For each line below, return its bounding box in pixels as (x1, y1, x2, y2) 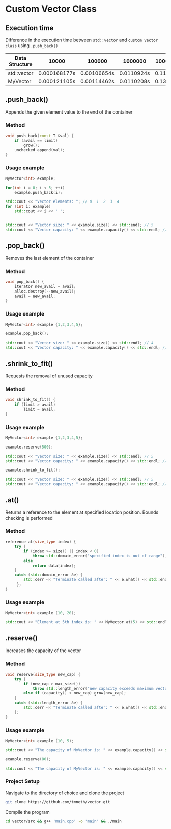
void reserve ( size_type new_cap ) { (5, 671, 81, 677)
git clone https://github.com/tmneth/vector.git (5, 799, 110, 804)
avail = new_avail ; (14, 294, 56, 299)
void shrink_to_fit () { (5, 397, 56, 402)
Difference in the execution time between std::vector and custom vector (5, 37, 158, 43)
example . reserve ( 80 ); (5, 756, 51, 762)
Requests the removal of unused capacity (5, 373, 93, 379)
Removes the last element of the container (5, 255, 94, 261)
